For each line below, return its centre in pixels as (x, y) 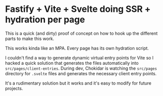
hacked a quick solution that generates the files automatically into (72, 63)
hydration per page (45, 20)
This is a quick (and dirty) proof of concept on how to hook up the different (81, 33)
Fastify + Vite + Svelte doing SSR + (78, 9)
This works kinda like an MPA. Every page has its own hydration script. (77, 48)
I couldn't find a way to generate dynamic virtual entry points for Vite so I (80, 57)
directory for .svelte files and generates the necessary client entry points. (81, 73)
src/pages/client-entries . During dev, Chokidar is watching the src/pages (81, 68)
